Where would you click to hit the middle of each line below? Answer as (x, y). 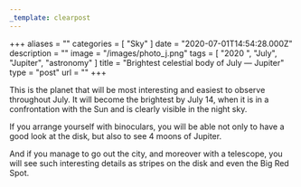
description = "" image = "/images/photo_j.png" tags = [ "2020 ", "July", (143, 53)
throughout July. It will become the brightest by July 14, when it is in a (139, 99)
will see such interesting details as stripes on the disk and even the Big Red (149, 163)
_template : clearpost (50, 18)
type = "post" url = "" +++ (58, 72)
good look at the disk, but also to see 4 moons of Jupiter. (116, 136)
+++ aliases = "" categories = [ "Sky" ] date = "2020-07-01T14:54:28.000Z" (151, 43)
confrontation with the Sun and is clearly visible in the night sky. (128, 108)
